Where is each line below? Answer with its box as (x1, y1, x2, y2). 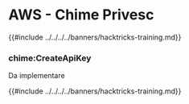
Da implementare (8, 71, 66, 81)
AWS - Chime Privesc (8, 6, 154, 24)
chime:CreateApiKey (8, 52, 92, 64)
